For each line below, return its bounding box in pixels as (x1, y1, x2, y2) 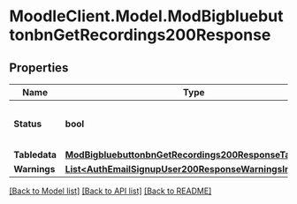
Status (13, 117, 42, 130)
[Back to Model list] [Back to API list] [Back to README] (9, 185, 212, 196)
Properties (9, 60, 69, 75)
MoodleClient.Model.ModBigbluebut (9, 6, 284, 26)
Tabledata (13, 148, 57, 161)
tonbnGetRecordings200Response (9, 25, 271, 45)
